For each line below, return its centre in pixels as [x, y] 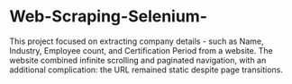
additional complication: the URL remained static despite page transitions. [146, 70]
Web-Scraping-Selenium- [109, 17]
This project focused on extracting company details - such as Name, [137, 41]
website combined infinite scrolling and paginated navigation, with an [138, 60]
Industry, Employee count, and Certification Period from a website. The [141, 50]
